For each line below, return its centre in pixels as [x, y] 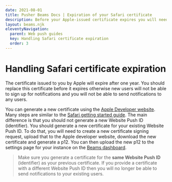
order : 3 [19, 44]
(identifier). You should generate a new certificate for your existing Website [84, 126]
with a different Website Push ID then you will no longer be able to [87, 168]
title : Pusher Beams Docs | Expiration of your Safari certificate [79, 15]
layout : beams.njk [25, 24]
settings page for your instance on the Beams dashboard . [66, 147]
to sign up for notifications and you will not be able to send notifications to [83, 94]
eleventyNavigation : [27, 29]
